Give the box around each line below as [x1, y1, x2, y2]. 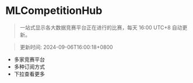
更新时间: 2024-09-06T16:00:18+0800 [19, 44, 113, 50]
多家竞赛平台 [13, 56, 45, 63]
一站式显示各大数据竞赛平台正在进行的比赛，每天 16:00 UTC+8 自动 [19, 24, 183, 31]
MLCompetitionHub [5, 4, 103, 17]
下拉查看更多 [13, 70, 45, 77]
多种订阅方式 [13, 63, 45, 70]
